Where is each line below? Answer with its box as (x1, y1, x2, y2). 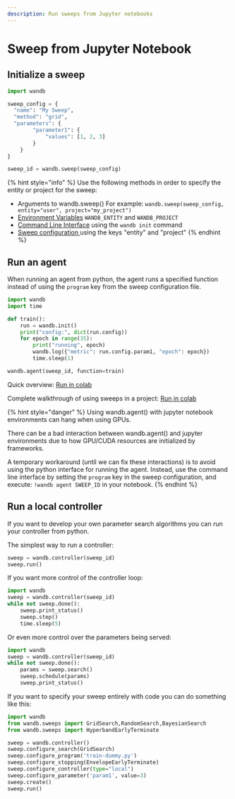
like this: (7, 699, 32, 708)
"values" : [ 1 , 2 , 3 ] (44, 133, 106, 140)
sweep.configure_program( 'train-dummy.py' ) (7, 752, 138, 759)
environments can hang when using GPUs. (7, 415, 131, 424)
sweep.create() (7, 779, 52, 786)
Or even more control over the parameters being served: (7, 633, 171, 641)
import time (7, 302, 42, 309)
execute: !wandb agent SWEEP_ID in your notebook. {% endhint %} (7, 480, 198, 488)
